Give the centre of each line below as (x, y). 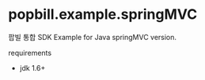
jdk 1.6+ (32, 67)
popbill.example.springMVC (103, 15)
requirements (30, 53)
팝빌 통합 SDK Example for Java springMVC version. (92, 37)
